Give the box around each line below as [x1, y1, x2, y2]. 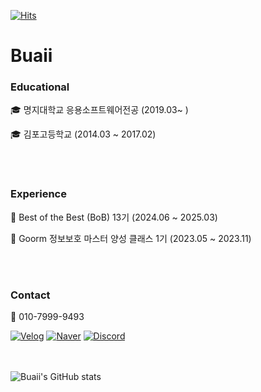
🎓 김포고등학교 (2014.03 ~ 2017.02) [10, 128, 157, 140]
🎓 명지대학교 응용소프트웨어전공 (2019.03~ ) [10, 104, 189, 116]
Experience [10, 187, 67, 201]
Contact [10, 288, 51, 302]
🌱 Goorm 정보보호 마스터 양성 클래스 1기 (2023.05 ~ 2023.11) [10, 232, 252, 244]
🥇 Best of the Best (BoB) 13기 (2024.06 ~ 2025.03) [10, 211, 218, 223]
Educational [10, 80, 70, 94]
